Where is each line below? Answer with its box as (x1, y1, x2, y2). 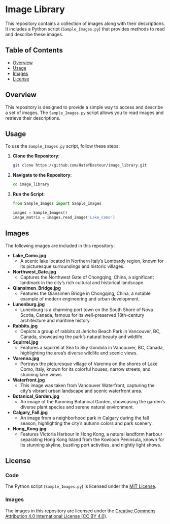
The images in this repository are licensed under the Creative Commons (5, 508, 156, 514)
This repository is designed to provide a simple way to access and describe (5, 104, 163, 110)
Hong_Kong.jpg (12, 425, 47, 431)
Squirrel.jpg (12, 339, 39, 345)
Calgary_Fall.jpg (12, 409, 48, 416)
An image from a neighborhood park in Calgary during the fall (20, 415, 149, 421)
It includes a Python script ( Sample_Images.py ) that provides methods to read (5, 25, 165, 32)
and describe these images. (5, 31, 63, 37)
